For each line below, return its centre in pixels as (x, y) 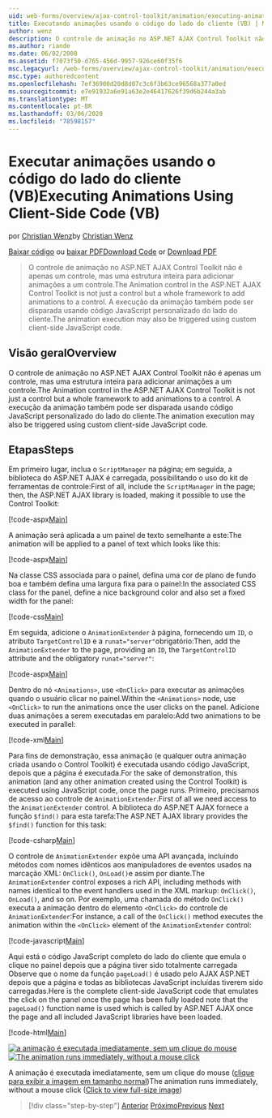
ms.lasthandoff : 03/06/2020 (56, 114)
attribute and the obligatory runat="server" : (81, 659)
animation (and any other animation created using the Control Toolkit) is (128, 782)
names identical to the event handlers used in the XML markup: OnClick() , (132, 891)
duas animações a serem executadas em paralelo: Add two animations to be (134, 716)
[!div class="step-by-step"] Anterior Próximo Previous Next (126, 1106)
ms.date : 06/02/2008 (43, 54)
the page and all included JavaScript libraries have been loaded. (115, 1017)
